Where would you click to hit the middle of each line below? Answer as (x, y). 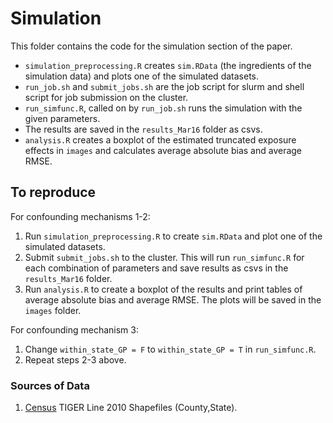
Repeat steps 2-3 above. (75, 359)
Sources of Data (50, 385)
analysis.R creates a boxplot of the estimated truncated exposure (160, 139)
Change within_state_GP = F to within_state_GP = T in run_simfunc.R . (170, 349)
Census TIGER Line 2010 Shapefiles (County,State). (131, 408)
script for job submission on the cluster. (106, 97)
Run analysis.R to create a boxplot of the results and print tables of (163, 289)
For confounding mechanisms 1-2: (80, 216)
